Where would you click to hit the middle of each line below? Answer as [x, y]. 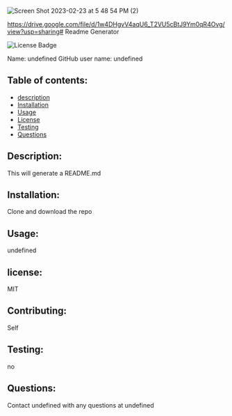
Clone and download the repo [50, 212]
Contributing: [37, 311]
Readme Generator [92, 32]
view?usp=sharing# [35, 32]
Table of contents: [48, 80]
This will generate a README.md [54, 173]
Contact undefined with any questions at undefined [81, 405]
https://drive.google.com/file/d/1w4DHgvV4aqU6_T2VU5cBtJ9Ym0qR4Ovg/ [116, 24]
